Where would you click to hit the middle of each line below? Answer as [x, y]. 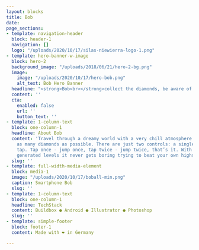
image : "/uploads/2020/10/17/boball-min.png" [69, 178]
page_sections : [25, 28]
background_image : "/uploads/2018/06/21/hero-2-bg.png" [82, 67]
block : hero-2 [29, 61]
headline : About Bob [37, 133]
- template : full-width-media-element [54, 166]
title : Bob [20, 17]
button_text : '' [37, 116]
